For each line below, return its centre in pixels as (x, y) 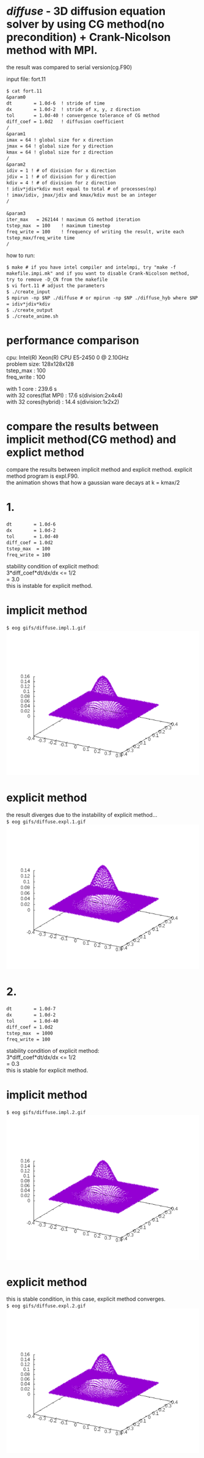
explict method (45, 452)
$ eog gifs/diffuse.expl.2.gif (46, 1306)
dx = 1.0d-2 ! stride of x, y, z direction (73, 109)
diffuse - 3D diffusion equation (86, 11)
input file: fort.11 (26, 79)
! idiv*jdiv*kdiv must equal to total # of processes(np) (82, 189)
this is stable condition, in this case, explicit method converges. (86, 1299)
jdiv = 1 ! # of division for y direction (61, 177)
